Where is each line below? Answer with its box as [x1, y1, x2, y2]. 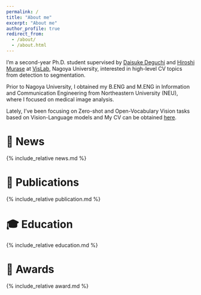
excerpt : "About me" [6, 20, 58, 26]
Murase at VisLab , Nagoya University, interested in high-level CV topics [6, 65, 182, 72]
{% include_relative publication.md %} [6, 195, 101, 203]
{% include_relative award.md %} [6, 282, 89, 290]
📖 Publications [6, 176, 80, 189]
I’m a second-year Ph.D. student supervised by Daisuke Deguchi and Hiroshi [6, 58, 195, 66]
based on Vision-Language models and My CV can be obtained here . [6, 113, 177, 121]
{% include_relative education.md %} [6, 241, 98, 249]
